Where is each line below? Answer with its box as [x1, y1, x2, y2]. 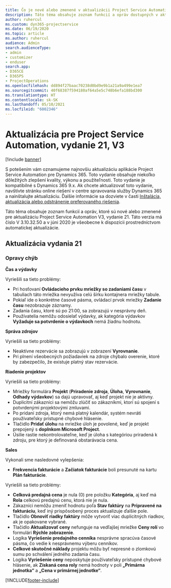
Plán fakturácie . [12, 472, 47, 478]
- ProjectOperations [5, 78, 49, 83]
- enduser [5, 60, 26, 65]
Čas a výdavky [5, 266, 37, 272]
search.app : [5, 64, 31, 69]
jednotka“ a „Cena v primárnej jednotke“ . [12, 567, 102, 573]
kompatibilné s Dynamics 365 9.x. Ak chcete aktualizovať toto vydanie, [5, 182, 154, 188]
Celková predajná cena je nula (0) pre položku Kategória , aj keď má [12, 491, 157, 497]
